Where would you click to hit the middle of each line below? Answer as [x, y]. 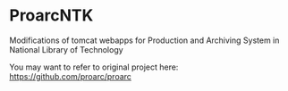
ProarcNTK [51, 16]
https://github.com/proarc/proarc [71, 76]
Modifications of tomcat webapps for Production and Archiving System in [144, 40]
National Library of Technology [66, 49]
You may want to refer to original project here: [94, 67]
